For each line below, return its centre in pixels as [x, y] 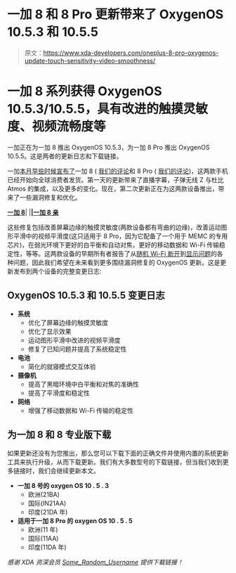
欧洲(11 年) [43, 529]
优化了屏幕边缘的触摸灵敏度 [68, 322]
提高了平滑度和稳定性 [59, 393]
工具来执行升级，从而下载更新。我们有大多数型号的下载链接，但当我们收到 [115, 462]
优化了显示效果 [50, 331]
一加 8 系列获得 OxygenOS [85, 91]
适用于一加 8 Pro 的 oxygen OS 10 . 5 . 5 [75, 520]
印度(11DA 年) [47, 547]
